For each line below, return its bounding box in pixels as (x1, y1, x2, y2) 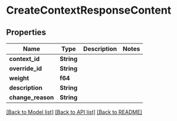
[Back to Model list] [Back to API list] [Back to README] (6, 109, 143, 116)
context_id (9, 55, 40, 63)
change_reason (9, 93, 55, 101)
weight (9, 74, 30, 82)
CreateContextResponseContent (6, 4, 172, 17)
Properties (6, 27, 46, 37)
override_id (9, 65, 42, 72)
